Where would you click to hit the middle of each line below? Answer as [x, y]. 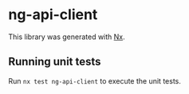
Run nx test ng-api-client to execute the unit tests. [94, 80]
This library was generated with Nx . [67, 37]
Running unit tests [55, 62]
